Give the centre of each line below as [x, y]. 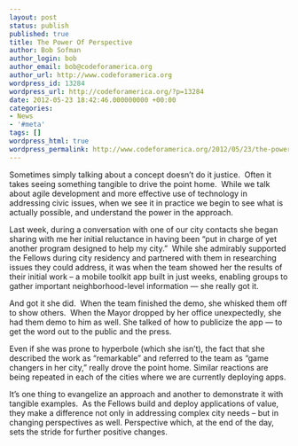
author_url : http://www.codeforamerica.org [91, 75]
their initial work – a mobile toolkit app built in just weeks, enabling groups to [149, 277]
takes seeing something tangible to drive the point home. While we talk [140, 184]
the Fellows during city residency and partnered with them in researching [143, 257]
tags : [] [25, 133]
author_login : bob [43, 59]
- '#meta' [27, 125]
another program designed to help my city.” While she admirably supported [148, 248]
